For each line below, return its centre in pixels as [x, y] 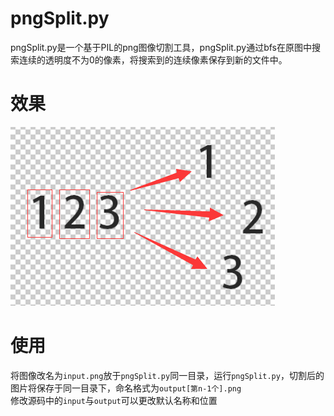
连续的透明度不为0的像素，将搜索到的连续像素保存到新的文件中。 [153, 59]
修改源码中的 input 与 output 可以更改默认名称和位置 [114, 400]
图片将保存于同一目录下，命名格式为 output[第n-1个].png [126, 388]
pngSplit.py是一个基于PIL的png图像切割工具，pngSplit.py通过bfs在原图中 [161, 47]
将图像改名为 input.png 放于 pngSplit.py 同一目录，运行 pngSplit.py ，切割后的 [167, 375]
